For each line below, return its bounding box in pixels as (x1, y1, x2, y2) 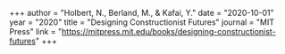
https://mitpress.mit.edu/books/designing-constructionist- (61, 27, 276, 36)
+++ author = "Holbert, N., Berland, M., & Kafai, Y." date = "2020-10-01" (9, 8, 274, 18)
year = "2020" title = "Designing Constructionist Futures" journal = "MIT (9, 17, 275, 27)
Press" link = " (9, 27, 63, 36)
